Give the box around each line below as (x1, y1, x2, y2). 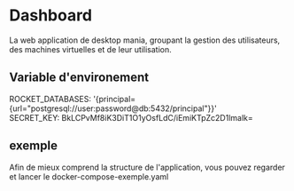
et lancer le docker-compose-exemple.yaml (9, 171, 169, 182)
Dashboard (9, 5, 93, 26)
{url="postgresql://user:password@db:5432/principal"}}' (9, 103, 217, 114)
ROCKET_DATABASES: (9, 93, 91, 104)
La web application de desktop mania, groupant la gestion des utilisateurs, (9, 35, 281, 45)
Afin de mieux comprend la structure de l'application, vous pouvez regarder (9, 162, 286, 172)
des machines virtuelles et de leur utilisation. (9, 44, 172, 54)
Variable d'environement (9, 70, 149, 85)
